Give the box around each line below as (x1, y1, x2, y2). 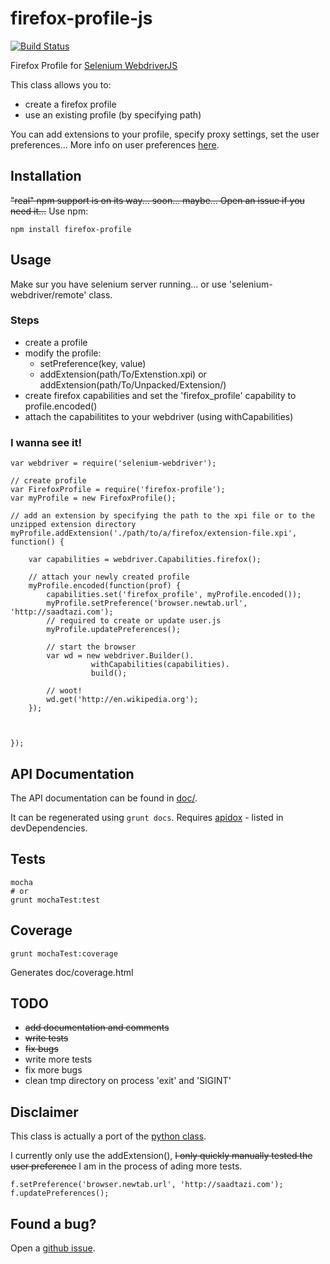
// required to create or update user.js (46, 616, 222, 626)
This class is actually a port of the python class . (10, 1130, 207, 1142)
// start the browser (46, 642, 137, 652)
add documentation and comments (24, 1022, 170, 1034)
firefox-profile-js (10, 7, 153, 30)
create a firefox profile (24, 98, 117, 110)
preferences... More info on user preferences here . (10, 138, 220, 151)
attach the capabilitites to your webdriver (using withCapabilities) (24, 410, 294, 422)
